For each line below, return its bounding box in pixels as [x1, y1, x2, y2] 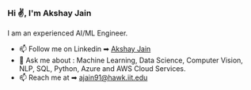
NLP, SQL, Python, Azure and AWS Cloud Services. [18, 64, 187, 73]
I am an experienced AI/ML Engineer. [7, 28, 128, 38]
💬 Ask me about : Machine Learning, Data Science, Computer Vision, [18, 55, 243, 66]
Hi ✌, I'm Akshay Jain [7, 7, 92, 18]
